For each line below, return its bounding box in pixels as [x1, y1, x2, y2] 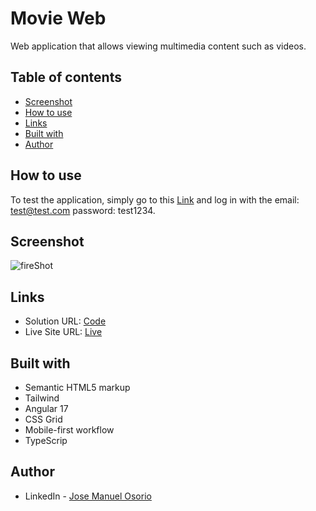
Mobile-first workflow [24, 424, 115, 436]
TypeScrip [24, 435, 68, 446]
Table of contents [10, 69, 122, 86]
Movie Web [10, 7, 107, 30]
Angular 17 [24, 403, 69, 414]
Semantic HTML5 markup [24, 382, 131, 393]
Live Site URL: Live [24, 326, 103, 338]
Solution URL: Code [24, 315, 107, 327]
